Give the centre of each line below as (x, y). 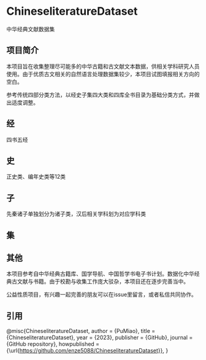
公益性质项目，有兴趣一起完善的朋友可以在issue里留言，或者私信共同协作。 (102, 295)
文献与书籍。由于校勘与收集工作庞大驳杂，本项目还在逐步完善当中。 (103, 281)
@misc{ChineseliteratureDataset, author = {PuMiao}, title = (81, 331)
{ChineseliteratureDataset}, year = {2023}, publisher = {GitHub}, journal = (100, 338)
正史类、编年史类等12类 (36, 177)
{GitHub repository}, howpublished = (53, 344)
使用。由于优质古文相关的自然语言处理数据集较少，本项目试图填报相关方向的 (103, 74)
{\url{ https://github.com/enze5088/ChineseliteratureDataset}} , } (87, 351)
